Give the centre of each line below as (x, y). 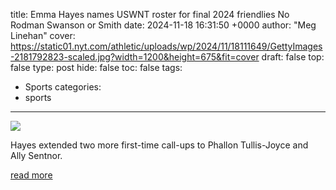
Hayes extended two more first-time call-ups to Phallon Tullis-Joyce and (159, 145)
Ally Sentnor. (36, 155)
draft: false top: (293, 57)
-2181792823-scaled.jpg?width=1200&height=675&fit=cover (135, 57)
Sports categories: (63, 87)
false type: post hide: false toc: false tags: (96, 67)
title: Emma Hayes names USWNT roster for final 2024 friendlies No (150, 14)
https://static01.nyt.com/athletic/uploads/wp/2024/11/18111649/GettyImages (166, 46)
